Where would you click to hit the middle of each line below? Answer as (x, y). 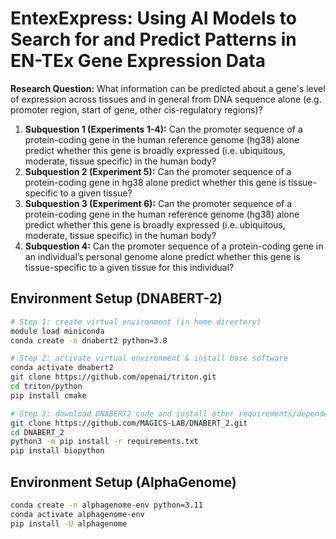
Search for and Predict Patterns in (153, 39)
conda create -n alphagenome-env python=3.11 (106, 505)
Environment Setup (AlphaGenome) (123, 482)
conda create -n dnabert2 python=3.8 (89, 340)
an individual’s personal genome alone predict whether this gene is (162, 256)
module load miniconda (57, 331)
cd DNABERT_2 (37, 432)
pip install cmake (48, 395)
